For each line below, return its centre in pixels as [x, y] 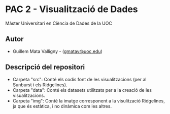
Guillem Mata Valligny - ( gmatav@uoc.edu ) [58, 51]
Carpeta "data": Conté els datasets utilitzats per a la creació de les [82, 90]
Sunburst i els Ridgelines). [40, 85]
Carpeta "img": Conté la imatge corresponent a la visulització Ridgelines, [89, 101]
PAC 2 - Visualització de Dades [72, 9]
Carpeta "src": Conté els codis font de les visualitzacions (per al [79, 79]
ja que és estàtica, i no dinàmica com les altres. [62, 106]
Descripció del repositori [45, 67]
